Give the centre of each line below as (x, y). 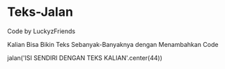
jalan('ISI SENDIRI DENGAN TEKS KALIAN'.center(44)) (85, 58)
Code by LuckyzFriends (41, 31)
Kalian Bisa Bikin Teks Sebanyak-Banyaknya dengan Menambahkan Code (113, 44)
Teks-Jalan (40, 12)
